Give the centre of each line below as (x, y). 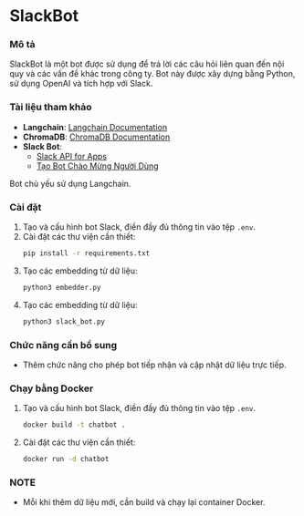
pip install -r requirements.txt (86, 253)
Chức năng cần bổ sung (63, 345)
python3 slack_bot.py (63, 321)
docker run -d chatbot (66, 459)
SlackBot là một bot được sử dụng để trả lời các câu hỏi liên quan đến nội (147, 64)
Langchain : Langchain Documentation (94, 127)
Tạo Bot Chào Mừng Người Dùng (97, 166)
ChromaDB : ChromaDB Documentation (96, 137)
